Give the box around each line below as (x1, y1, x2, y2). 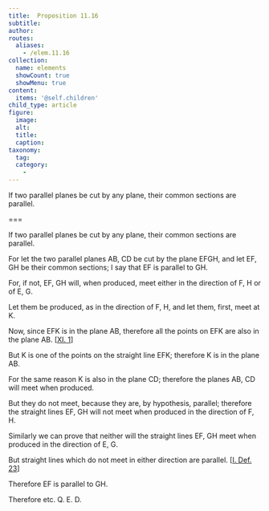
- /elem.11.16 (22, 49, 70, 57)
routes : (8, 34, 35, 43)
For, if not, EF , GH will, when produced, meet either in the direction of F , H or (8, 278, 261, 287)
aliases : (15, 42, 45, 50)
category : (15, 161, 48, 169)
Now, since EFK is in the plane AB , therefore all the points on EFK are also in (8, 326, 259, 335)
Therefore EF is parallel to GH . (8, 479, 108, 489)
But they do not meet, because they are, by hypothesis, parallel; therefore (8, 399, 252, 408)
